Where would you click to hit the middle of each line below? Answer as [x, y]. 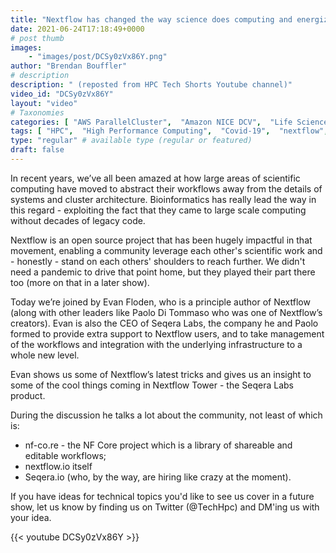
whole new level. [45, 355]
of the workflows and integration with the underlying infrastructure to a [156, 344]
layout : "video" [44, 103]
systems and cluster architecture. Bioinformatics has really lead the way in [163, 199]
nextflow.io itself [58, 466]
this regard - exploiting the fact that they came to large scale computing [158, 210]
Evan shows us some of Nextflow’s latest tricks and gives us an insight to [161, 374]
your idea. [31, 517]
